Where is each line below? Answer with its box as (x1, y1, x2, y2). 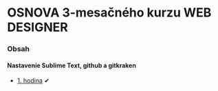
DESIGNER (7, 19, 69, 35)
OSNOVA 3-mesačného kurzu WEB (7, 5, 212, 21)
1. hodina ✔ (17, 77, 50, 85)
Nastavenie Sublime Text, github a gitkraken (7, 61, 136, 70)
